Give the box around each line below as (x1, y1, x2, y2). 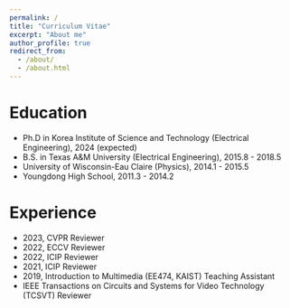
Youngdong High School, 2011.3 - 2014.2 (22, 171, 174, 182)
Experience (9, 202, 97, 222)
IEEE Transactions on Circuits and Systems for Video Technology (22, 280, 265, 291)
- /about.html (17, 64, 70, 73)
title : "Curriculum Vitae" (9, 22, 111, 31)
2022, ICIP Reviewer (22, 251, 99, 262)
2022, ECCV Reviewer (22, 241, 106, 253)
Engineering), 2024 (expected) (22, 142, 137, 153)
